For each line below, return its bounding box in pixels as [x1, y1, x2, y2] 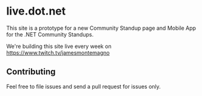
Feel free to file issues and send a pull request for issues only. [6, 83, 161, 90]
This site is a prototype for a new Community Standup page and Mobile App [6, 24, 196, 32]
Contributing [6, 67, 56, 77]
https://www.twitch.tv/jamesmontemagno [6, 49, 110, 56]
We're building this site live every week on [6, 43, 112, 50]
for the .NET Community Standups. [6, 30, 94, 38]
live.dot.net [6, 4, 66, 18]
